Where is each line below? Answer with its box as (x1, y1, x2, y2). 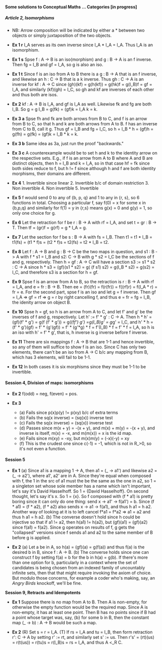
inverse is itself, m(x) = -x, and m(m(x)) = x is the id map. (19, 430, 133, 436)
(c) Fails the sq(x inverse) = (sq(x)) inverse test (19, 420, 113, 426)
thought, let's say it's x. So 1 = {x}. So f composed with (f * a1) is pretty (12, 493, 153, 499)
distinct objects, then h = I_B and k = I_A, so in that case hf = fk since (12, 160, 150, 166)
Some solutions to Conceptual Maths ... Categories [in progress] (5, 4, 137, 10)
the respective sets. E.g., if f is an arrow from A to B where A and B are (12, 155, 153, 161)
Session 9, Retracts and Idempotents (5, 589, 81, 595)
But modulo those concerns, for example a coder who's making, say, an (12, 575, 155, 581)
